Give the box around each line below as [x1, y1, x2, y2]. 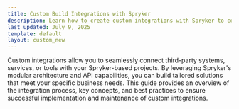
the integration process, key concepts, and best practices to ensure [7, 86, 206, 95]
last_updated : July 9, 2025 [7, 23, 91, 30]
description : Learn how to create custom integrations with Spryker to [7, 17, 224, 24]
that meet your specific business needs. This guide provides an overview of [7, 79, 230, 87]
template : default [7, 30, 62, 38]
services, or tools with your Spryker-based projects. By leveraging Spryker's [7, 64, 232, 72]
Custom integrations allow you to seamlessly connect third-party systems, [7, 56, 225, 64]
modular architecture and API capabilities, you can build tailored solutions [7, 71, 223, 80]
